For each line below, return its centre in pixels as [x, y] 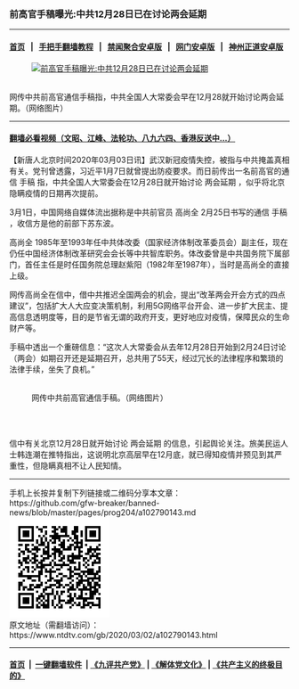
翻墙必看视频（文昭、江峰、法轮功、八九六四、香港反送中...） [122, 138]
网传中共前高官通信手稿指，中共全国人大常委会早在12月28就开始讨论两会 [143, 96]
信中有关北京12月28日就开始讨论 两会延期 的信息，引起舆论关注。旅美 [137, 443]
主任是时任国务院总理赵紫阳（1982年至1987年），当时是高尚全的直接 [165, 264]
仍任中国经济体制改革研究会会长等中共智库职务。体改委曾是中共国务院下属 [145, 253]
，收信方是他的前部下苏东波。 [64, 223]
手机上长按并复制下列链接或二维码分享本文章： [95, 493]
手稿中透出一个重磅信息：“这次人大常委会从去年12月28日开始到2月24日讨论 [148, 347]
